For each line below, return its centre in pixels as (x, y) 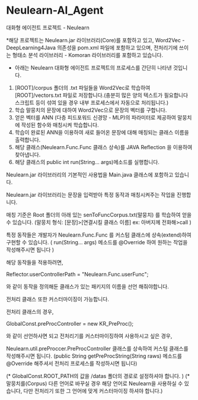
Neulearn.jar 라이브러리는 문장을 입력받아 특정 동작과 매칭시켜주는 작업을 (91, 194)
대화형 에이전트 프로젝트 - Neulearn (48, 27)
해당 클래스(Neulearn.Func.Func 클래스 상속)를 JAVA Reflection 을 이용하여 (103, 147)
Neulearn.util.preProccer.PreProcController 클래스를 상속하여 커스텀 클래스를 (97, 348)
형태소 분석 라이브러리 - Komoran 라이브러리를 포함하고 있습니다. (88, 55)
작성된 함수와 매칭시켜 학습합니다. (60, 125)
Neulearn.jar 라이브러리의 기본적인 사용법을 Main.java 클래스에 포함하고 (90, 174)
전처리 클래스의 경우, (30, 311)
